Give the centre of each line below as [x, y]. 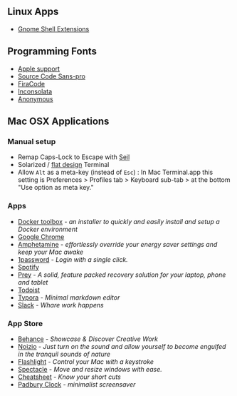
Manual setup [32, 141]
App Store [25, 323]
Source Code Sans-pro [51, 76]
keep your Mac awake [51, 252]
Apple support [39, 68]
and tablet [33, 282]
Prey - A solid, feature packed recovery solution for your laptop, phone [122, 275]
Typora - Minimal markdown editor [69, 297]
